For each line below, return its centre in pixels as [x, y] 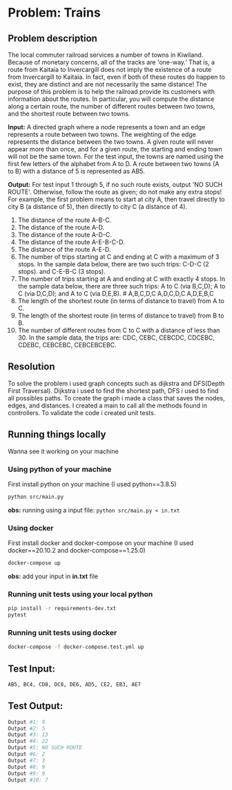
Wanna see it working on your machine [64, 451]
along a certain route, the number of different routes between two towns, [112, 106]
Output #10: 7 [28, 780]
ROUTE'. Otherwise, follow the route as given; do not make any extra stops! [115, 192]
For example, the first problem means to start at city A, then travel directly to [116, 199]
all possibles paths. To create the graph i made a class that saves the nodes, [116, 398]
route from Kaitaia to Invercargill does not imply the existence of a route [110, 70]
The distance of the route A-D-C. [65, 235]
